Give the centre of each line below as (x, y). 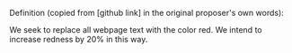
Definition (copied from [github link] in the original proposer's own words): (147, 13)
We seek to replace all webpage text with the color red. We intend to (136, 30)
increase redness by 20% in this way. (79, 39)
